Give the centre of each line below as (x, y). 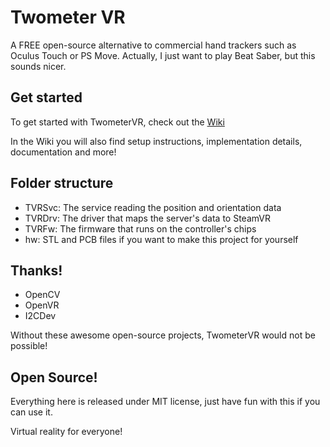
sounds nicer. (38, 66)
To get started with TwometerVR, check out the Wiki (117, 122)
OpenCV (42, 295)
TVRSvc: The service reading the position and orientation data (153, 207)
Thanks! (36, 270)
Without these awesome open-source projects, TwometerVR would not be (163, 335)
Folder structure (62, 183)
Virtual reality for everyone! (66, 432)
